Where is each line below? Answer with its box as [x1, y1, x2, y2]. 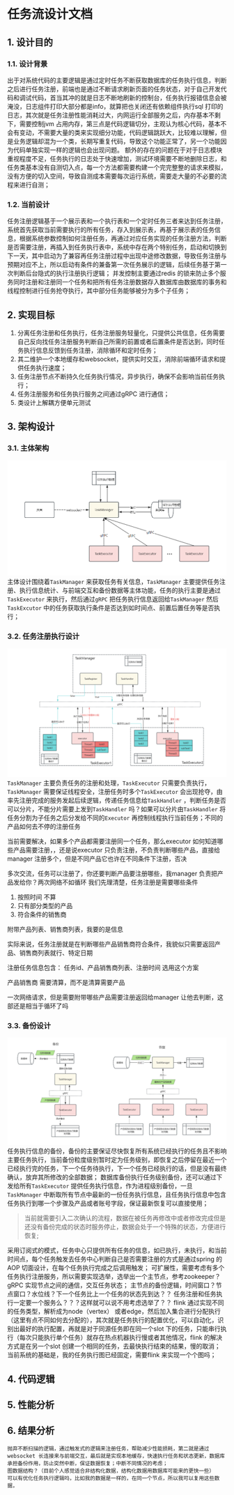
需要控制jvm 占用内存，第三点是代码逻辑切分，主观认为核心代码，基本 [19, 119, 221, 128]
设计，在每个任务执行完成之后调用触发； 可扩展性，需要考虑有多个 [33, 1264, 225, 1272]
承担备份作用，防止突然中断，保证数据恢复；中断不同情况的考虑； [7, 1459, 169, 1467]
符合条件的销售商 [17, 910, 67, 919]
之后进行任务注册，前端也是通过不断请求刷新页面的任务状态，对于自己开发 [7, 84, 221, 93]
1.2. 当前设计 [7, 199, 50, 209]
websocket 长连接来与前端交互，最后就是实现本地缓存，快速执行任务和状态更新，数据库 [7, 1452, 225, 1459]
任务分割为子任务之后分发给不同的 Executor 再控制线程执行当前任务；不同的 [7, 813, 224, 822]
